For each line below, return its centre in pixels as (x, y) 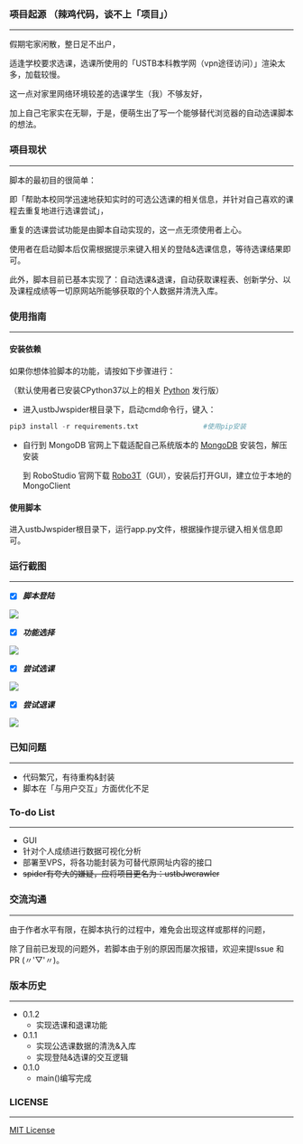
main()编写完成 (64, 1078)
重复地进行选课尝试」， (66, 211)
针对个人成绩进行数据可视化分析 (82, 851)
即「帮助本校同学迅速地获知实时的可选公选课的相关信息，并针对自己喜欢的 (147, 199)
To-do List (32, 812)
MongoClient (46, 485)
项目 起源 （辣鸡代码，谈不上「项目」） (92, 14)
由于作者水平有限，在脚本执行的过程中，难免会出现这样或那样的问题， (140, 929)
